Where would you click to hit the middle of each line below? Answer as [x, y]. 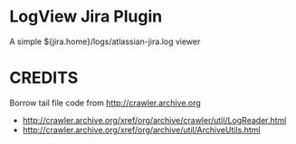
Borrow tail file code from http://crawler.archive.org [105, 103]
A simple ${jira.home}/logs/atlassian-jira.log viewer [105, 41]
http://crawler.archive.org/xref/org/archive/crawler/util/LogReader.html [154, 120]
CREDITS [44, 78]
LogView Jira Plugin [86, 17]
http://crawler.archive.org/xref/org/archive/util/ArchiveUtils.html [141, 130]
